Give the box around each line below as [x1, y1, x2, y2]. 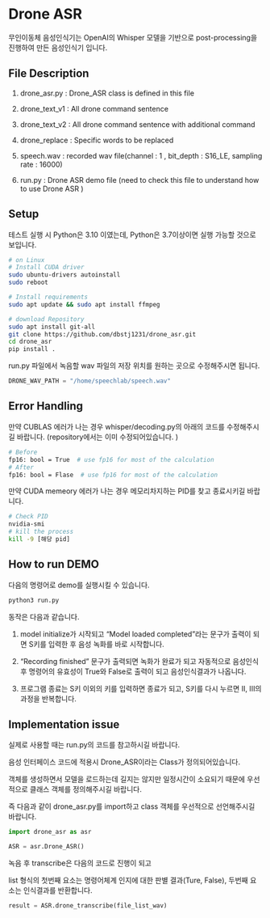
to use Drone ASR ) [19, 184, 84, 193]
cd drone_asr [8, 337, 52, 346]
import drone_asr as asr [8, 828, 92, 836]
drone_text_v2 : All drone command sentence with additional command [19, 119, 255, 129]
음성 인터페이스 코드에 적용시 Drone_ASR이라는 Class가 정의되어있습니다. [8, 757, 240, 767]
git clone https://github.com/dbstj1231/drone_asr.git [8, 330, 197, 338]
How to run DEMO [8, 557, 99, 571]
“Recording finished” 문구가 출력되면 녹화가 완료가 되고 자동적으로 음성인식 [19, 656, 260, 666]
